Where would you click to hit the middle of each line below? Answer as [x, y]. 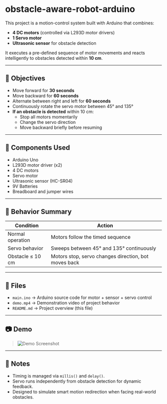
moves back [65, 263]
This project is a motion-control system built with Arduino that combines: [80, 23]
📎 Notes [18, 364]
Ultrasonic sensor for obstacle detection [54, 43]
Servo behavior [26, 248]
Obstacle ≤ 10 [24, 256]
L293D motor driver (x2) [37, 165]
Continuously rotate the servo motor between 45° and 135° [73, 106]
